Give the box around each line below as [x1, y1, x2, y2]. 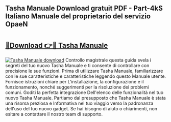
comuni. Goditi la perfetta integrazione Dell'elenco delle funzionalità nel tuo [5, 89, 164, 96]
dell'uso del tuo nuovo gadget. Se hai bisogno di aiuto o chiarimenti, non [5, 106, 157, 111]
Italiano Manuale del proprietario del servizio [5, 12, 151, 21]
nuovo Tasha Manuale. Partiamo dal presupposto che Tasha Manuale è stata [5, 95, 166, 101]
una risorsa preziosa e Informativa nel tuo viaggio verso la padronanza [5, 100, 154, 106]
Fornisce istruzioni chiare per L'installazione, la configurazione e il [5, 79, 144, 84]
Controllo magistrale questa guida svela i [65, 57, 152, 63]
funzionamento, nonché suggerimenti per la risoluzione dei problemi [5, 84, 149, 90]
